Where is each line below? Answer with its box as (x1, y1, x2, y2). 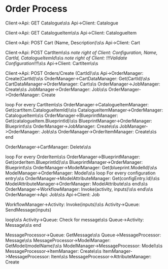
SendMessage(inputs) (5, 206, 52, 213)
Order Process (5, 3, 68, 15)
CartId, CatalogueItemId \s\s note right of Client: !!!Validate (5, 54, 127, 61)
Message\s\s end (5, 222, 42, 228)
